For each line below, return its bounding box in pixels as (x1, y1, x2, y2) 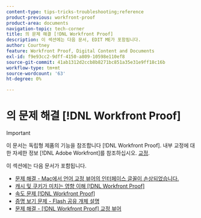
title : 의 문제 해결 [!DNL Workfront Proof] (6, 31, 113, 37)
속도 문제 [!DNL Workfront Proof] (14, 190, 95, 198)
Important (6, 129, 31, 137)
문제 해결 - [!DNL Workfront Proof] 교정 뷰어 (14, 205, 122, 213)
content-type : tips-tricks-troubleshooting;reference (6, 8, 144, 15)
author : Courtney (6, 43, 50, 49)
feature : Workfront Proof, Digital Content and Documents (6, 48, 155, 54)
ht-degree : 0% (6, 76, 42, 82)
